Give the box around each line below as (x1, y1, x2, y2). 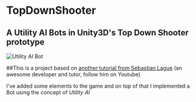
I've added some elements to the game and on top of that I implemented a (6, 82, 190, 89)
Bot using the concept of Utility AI (6, 89, 90, 96)
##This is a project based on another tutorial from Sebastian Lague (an (6, 64, 182, 71)
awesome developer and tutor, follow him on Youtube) (6, 71, 141, 78)
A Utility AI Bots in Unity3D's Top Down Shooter (6, 28, 189, 38)
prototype (6, 37, 45, 47)
